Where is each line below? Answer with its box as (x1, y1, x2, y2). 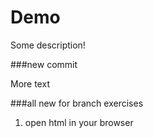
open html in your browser (24, 116, 134, 128)
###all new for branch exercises (10, 97, 144, 109)
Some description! (10, 39, 86, 51)
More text (10, 77, 50, 90)
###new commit (10, 58, 78, 70)
